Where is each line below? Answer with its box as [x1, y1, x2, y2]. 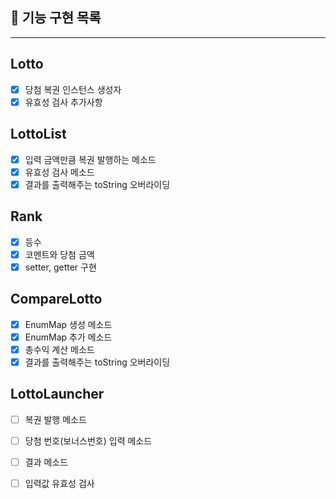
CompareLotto [10, 291, 103, 308]
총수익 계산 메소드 [24, 343, 95, 355]
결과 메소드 [24, 456, 69, 468]
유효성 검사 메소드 [24, 166, 95, 178]
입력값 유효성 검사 [24, 477, 95, 489]
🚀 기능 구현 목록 [10, 9, 102, 27]
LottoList [10, 126, 67, 143]
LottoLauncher [10, 386, 105, 403]
